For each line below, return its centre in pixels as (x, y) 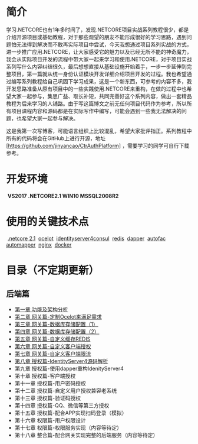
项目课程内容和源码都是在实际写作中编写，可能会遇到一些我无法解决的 (96, 111)
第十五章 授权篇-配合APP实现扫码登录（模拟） (71, 413)
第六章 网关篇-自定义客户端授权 (53, 346)
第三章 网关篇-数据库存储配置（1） (56, 324)
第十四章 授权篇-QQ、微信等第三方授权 (62, 405)
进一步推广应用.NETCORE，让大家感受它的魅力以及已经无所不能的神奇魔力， (99, 51)
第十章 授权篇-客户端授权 (45, 375)
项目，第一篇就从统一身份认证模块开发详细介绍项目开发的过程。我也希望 (99, 74)
